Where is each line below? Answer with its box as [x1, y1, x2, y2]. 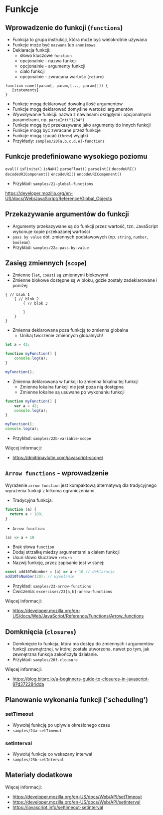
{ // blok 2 [14, 297, 39, 302]
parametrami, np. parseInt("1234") [12, 117, 85, 123]
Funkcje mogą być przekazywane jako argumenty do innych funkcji [12, 122, 151, 128]
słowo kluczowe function [19, 52, 72, 58]
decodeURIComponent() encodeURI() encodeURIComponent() [5, 172, 122, 177]
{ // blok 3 [23, 301, 48, 306]
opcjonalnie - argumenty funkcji [19, 63, 86, 69]
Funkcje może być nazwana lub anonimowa [12, 42, 96, 48]
